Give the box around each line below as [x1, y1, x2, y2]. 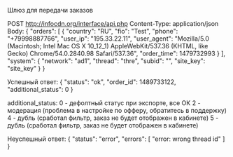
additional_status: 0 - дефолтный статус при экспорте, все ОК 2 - [7, 99, 201, 107]
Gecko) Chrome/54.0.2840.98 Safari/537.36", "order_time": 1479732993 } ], [7, 49, 226, 57]
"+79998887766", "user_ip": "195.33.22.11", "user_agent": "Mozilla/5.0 [7, 34, 210, 43]
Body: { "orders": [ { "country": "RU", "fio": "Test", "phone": [7, 27, 178, 35]
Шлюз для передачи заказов [7, 6, 93, 14]
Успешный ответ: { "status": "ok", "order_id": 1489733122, [7, 78, 176, 86]
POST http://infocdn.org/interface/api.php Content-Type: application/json [7, 20, 219, 27]
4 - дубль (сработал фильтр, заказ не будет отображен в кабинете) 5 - [7, 114, 219, 122]
